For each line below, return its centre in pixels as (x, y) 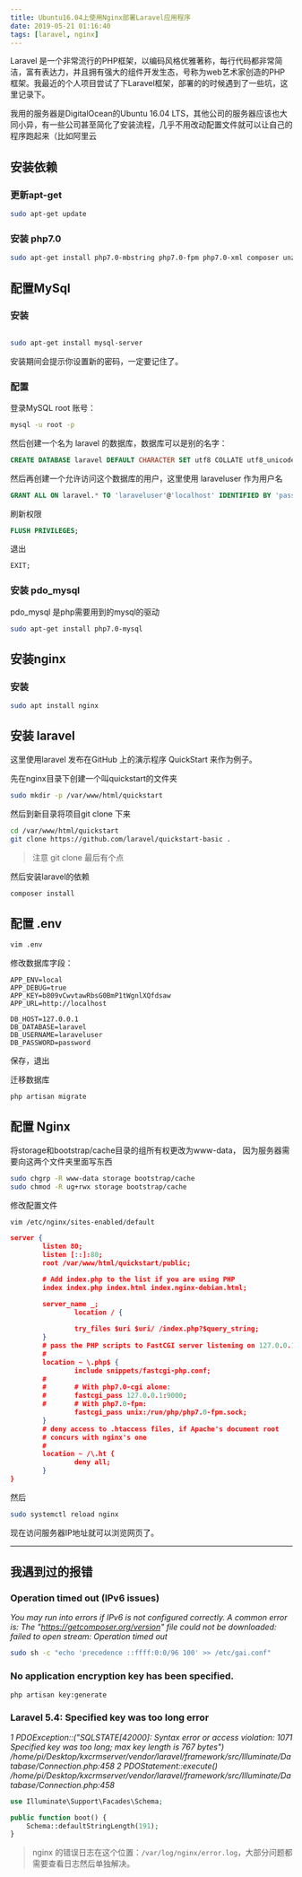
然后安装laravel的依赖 (50, 877)
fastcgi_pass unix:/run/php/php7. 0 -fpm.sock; (160, 1413)
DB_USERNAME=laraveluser (56, 1035)
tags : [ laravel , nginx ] (55, 34)
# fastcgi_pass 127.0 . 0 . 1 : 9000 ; (115, 1396)
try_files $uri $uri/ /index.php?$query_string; (166, 1329)
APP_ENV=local (37, 980)
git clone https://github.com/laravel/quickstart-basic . (121, 839)
